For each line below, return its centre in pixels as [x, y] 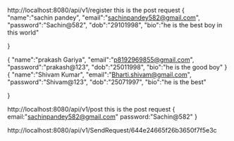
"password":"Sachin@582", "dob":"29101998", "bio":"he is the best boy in [115, 25]
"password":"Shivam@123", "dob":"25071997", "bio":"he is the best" [107, 82]
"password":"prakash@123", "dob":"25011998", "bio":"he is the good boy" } [117, 67]
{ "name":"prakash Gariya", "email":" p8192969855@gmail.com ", [101, 60]
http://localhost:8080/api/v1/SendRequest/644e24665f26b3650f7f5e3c [112, 130]
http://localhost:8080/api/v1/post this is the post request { [91, 109]
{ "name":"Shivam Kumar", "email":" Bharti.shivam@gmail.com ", [99, 74]
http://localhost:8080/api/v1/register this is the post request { [96, 10]
